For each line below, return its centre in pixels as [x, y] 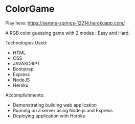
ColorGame [30, 9]
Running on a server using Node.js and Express [63, 110]
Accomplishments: [25, 95]
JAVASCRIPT [26, 63]
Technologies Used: [26, 43]
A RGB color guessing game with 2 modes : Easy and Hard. [68, 33]
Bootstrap [23, 69]
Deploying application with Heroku [49, 116]
